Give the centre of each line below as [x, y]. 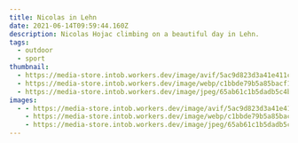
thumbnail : [29, 68]
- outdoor [35, 51]
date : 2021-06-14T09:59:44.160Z [69, 26]
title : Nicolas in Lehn [53, 17]
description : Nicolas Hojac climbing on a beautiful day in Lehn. [134, 34]
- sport [31, 59]
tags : [19, 42]
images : [24, 100]
